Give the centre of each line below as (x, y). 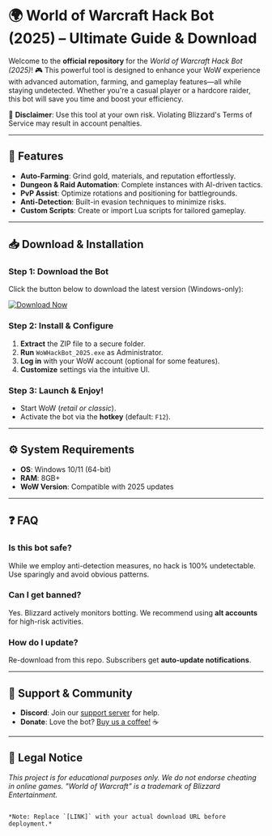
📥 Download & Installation (76, 244)
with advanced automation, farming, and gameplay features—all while (125, 81)
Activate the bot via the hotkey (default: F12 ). (96, 417)
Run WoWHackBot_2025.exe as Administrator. (91, 352)
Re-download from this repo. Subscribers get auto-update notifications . (130, 660)
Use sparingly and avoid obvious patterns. (79, 574)
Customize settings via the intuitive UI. (85, 369)
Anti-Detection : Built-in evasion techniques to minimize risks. (123, 201)
